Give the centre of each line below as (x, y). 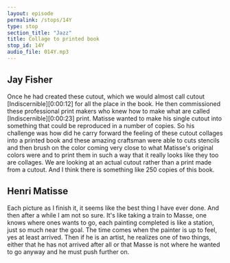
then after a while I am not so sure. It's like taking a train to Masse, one (107, 215)
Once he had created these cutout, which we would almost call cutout (106, 96)
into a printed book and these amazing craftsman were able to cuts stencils (113, 140)
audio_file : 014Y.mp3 (38, 52)
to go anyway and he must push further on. (68, 251)
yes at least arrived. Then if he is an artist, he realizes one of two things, (109, 237)
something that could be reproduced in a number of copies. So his (101, 125)
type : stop (23, 26)
